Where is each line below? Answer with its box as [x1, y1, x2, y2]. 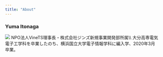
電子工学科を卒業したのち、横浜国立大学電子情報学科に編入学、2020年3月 [5, 41, 155, 46]
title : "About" [5, 7, 36, 12]
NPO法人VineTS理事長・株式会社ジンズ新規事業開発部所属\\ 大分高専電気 [11, 34, 159, 40]
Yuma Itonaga [5, 23, 39, 29]
